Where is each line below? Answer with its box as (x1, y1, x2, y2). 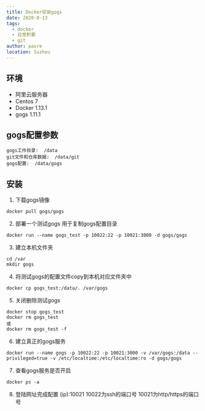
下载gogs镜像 (15, 196, 50, 204)
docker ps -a (6, 379, 40, 385)
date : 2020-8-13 (6, 15, 48, 21)
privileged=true (6, 355, 48, 362)
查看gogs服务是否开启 (15, 367, 72, 374)
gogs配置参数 (6, 129, 59, 140)
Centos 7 (15, 98, 39, 105)
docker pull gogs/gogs (6, 209, 64, 215)
